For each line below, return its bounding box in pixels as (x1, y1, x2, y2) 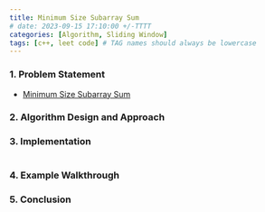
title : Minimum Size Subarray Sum (9, 13, 140, 23)
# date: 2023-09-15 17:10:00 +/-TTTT (9, 22, 152, 31)
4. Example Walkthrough (9, 169, 120, 181)
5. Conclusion (9, 193, 72, 206)
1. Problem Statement (9, 69, 106, 81)
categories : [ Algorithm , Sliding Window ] (9, 30, 168, 39)
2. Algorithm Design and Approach (9, 111, 166, 124)
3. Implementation (9, 135, 92, 148)
